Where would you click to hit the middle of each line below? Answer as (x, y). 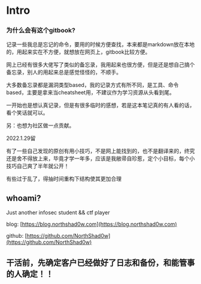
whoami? (24, 198)
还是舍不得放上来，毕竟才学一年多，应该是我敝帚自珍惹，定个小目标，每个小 (100, 159)
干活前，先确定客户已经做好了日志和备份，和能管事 (100, 263)
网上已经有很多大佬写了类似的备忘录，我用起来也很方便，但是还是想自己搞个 (100, 65)
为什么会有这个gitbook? (41, 31)
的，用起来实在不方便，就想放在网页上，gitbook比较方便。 (78, 52)
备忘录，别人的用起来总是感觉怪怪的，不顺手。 (64, 72)
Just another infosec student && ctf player (58, 213)
